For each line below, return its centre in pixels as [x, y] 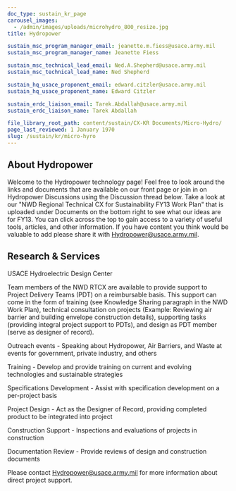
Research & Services [54, 257]
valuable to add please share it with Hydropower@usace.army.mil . [103, 234]
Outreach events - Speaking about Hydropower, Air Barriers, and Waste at [115, 345]
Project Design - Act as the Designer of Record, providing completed [107, 409]
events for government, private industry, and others [82, 353]
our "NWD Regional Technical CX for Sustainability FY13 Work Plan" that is [116, 204]
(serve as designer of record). [51, 332]
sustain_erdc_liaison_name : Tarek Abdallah [72, 111]
